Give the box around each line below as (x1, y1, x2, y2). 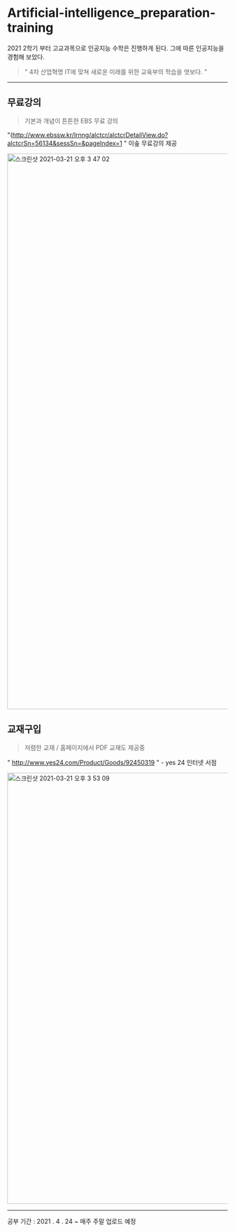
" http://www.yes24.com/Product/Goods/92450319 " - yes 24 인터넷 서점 (7, 758, 217, 766)
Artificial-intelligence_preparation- (7, 5, 216, 21)
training (7, 20, 54, 36)
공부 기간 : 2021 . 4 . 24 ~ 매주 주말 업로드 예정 (7, 1217, 136, 1225)
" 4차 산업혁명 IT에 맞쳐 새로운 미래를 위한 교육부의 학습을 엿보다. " (24, 67, 208, 76)
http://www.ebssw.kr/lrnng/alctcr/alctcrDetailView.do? (12, 130, 169, 139)
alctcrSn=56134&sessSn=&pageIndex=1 (7, 139, 122, 147)
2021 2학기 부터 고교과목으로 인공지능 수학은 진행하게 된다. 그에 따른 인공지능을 (7, 43, 225, 52)
